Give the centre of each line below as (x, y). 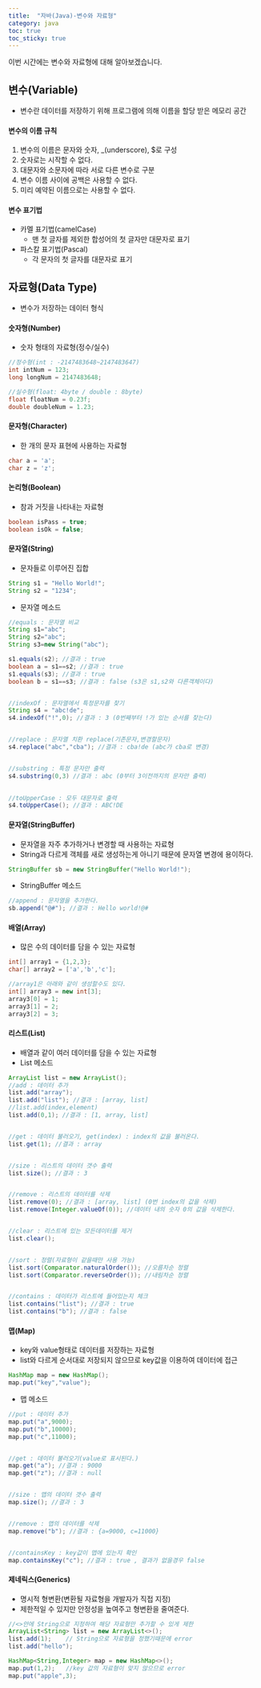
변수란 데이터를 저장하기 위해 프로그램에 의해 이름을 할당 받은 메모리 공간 (133, 111)
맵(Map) (22, 1330)
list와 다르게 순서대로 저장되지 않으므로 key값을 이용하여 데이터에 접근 (128, 1360)
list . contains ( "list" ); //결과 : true (71, 1304)
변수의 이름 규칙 (33, 130)
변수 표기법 (25, 210)
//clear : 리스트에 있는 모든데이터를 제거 (70, 1231)
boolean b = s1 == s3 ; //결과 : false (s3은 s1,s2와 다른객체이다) (111, 681)
